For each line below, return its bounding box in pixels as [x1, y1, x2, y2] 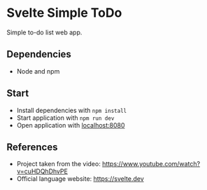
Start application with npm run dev [16, 114, 115, 122]
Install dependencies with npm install [16, 106, 127, 114]
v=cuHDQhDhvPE [16, 167, 68, 176]
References [6, 141, 58, 153]
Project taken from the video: [16, 160, 101, 168]
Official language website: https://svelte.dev [16, 175, 144, 183]
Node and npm [16, 67, 60, 75]
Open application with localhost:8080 [16, 121, 125, 129]
